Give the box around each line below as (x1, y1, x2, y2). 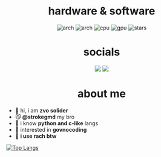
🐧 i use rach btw (15, 132, 57, 140)
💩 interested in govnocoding (15, 126, 87, 133)
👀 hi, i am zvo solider (15, 106, 68, 114)
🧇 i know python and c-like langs (15, 119, 99, 127)
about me (77, 87, 126, 100)
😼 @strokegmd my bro (15, 113, 74, 120)
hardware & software (48, 4, 156, 18)
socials (83, 45, 120, 59)
